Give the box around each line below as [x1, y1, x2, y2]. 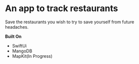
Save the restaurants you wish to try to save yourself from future [5, 19, 135, 25]
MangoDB [12, 48, 33, 54]
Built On [5, 33, 22, 39]
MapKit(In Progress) [12, 53, 52, 59]
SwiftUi [12, 43, 27, 48]
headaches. [5, 24, 29, 30]
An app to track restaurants [5, 3, 118, 14]
